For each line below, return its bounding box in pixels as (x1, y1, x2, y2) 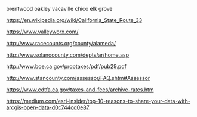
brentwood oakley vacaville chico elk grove (6, 5, 113, 12)
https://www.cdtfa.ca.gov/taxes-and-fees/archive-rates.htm (6, 86, 154, 93)
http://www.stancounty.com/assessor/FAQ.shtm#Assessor (6, 75, 150, 81)
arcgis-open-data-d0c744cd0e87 (6, 104, 90, 111)
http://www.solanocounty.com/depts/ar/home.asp (6, 51, 130, 59)
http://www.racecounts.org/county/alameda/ (6, 40, 116, 47)
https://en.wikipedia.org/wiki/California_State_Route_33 (6, 17, 143, 23)
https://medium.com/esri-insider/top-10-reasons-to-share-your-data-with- (6, 98, 191, 104)
